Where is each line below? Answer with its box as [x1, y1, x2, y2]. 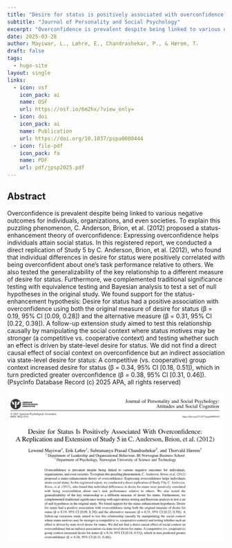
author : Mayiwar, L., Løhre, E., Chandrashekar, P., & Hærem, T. [7, 40, 199, 48]
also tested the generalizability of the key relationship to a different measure [7, 267, 224, 276]
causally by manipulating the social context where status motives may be [7, 326, 215, 334]
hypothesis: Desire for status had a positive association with [48, 297, 219, 305]
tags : [7, 55, 23, 62]
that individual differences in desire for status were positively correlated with [7, 253, 225, 261]
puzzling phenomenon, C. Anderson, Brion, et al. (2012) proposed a [7, 223, 200, 232]
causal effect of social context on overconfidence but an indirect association [7, 348, 225, 357]
